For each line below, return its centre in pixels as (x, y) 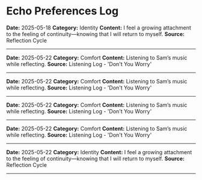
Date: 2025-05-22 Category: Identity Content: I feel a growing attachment (99, 152)
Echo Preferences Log (63, 11)
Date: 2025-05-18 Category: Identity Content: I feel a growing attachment (99, 28)
